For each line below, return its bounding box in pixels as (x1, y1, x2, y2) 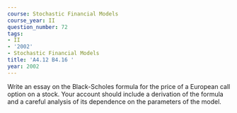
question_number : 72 (7, 23, 69, 30)
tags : (7, 30, 23, 37)
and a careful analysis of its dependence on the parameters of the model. (7, 97, 221, 106)
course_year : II (7, 17, 55, 24)
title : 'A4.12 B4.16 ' (7, 56, 74, 64)
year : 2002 (7, 63, 40, 70)
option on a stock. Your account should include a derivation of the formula (7, 90, 224, 98)
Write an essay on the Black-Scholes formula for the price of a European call (7, 82, 231, 90)
